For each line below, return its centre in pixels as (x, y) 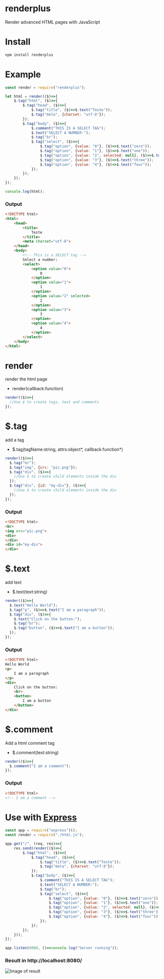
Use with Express (41, 817)
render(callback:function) (38, 389)
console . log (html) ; (25, 192)
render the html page (26, 379)
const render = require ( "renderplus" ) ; (46, 88)
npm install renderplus (29, 55)
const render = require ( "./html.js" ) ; (44, 835)
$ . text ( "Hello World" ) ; (33, 605)
